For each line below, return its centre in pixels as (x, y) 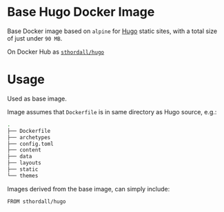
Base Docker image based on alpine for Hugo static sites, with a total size (112, 31)
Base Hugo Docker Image (81, 12)
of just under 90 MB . (35, 38)
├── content (24, 150)
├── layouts (24, 163)
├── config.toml (30, 144)
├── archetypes (29, 137)
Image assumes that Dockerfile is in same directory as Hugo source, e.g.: (112, 112)
